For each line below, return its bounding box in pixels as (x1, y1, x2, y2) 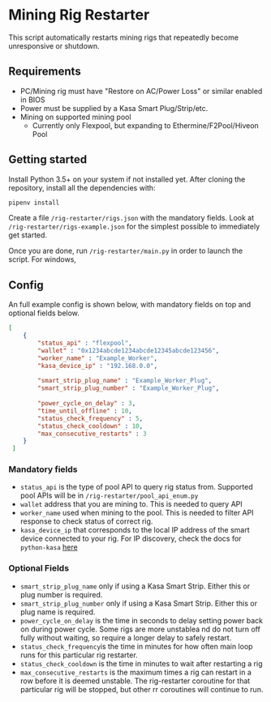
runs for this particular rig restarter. (19, 650, 138, 660)
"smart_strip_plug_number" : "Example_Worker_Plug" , (37, 384, 220, 392)
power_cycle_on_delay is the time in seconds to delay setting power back (19, 615, 264, 625)
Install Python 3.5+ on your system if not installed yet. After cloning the (8, 174, 246, 184)
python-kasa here (19, 542, 79, 552)
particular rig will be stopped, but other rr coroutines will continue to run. (19, 684, 264, 694)
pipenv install (8, 199, 60, 207)
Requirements (8, 65, 81, 79)
